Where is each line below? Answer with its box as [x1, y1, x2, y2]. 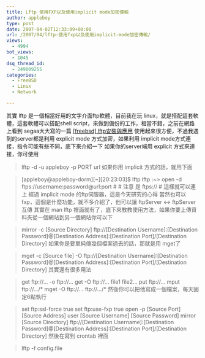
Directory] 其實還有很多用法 [21, 265, 92, 273]
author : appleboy [6, 15, 51, 21]
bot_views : [6, 49, 34, 55]
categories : [6, 72, 37, 78]
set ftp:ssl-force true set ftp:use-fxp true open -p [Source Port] [21, 305, 181, 313]
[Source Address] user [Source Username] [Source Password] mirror [21, 311, 196, 319]
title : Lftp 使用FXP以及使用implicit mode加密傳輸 [6, 9, 129, 15]
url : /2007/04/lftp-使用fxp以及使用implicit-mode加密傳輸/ [6, 32, 151, 38]
